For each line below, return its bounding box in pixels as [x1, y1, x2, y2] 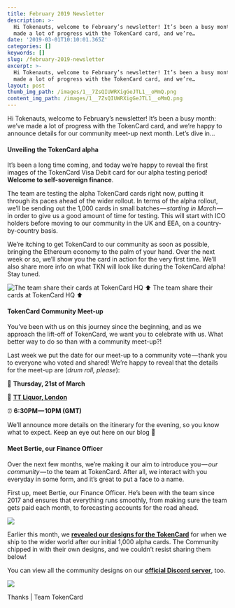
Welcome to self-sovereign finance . [7, 176, 114, 184]
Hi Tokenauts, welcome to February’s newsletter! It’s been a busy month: [7, 114, 217, 123]
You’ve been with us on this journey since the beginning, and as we [7, 323, 201, 331]
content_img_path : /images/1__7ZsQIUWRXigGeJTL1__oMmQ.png [7, 95, 183, 102]
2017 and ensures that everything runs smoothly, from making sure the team [7, 496, 227, 504]
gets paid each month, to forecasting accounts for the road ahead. [7, 503, 199, 512]
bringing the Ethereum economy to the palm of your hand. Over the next [7, 248, 215, 256]
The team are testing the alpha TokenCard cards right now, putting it [7, 189, 204, 198]
